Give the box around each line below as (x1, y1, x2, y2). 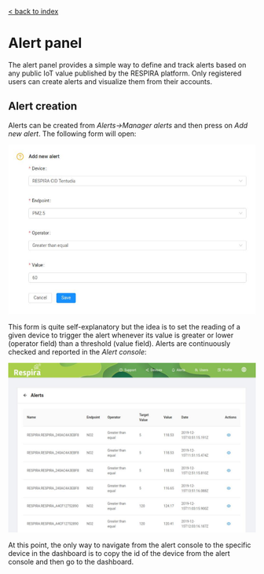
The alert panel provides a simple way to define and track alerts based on (8, 60, 247, 69)
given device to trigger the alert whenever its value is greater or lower (8, 330, 234, 340)
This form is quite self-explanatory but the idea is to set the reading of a (8, 322, 241, 331)
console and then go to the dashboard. (8, 557, 134, 567)
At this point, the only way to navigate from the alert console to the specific (8, 540, 251, 550)
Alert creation (8, 100, 78, 113)
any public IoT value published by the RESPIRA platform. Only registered (8, 68, 242, 78)
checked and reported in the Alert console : (8, 347, 147, 356)
